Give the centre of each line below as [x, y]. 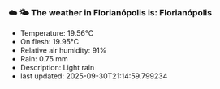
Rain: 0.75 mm [44, 59]
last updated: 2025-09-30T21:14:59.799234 [94, 76]
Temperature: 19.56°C [57, 33]
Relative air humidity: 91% [63, 50]
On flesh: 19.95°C [50, 42]
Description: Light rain [57, 68]
